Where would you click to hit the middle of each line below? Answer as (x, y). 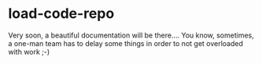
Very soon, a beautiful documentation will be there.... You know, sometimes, (131, 35)
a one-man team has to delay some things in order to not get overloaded (126, 43)
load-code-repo (61, 14)
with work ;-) (29, 52)
